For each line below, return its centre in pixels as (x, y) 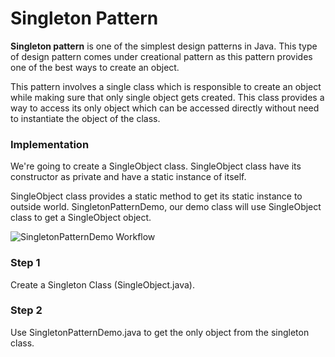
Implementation (50, 144)
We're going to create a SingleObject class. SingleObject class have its (156, 166)
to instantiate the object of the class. (85, 118)
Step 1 (25, 263)
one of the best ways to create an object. (95, 67)
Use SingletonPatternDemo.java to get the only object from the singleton (160, 332)
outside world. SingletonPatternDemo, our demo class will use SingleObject (166, 207)
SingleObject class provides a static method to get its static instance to (156, 196)
